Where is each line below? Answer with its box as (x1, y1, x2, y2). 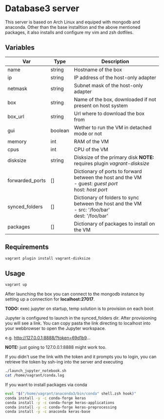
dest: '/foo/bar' (74, 212, 108, 219)
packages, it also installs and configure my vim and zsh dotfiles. (5, 29, 134, 35)
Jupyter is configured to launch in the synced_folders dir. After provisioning (5, 315, 157, 321)
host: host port (74, 186, 108, 193)
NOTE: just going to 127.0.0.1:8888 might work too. (5, 344, 106, 350)
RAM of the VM (74, 138, 109, 145)
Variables (5, 43, 35, 52)
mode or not (74, 130, 102, 137)
